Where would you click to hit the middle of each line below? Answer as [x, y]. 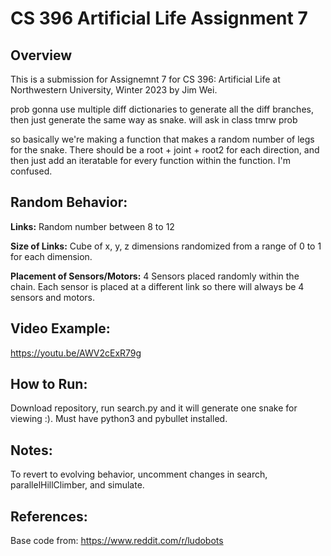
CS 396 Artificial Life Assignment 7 [159, 18]
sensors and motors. [53, 297]
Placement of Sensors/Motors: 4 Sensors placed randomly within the [155, 276]
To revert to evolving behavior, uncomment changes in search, [139, 474]
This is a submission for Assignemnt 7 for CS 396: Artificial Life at [145, 79]
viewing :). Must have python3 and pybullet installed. [119, 419]
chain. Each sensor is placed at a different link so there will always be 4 [157, 286]
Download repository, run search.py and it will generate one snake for [154, 408]
